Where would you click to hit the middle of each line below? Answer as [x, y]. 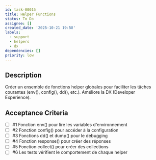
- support [19, 37]
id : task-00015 [21, 10]
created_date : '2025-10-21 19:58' [40, 28]
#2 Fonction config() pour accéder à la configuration [65, 130]
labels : [13, 32]
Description [23, 75]
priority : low [20, 55]
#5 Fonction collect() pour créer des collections [60, 147]
